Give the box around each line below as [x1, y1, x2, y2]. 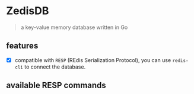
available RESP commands [6, 80, 107, 90]
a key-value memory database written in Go [20, 24, 128, 31]
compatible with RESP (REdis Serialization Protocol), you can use [14, 56, 171, 63]
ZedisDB [6, 4, 49, 18]
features [6, 41, 39, 51]
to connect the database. [24, 63, 86, 70]
